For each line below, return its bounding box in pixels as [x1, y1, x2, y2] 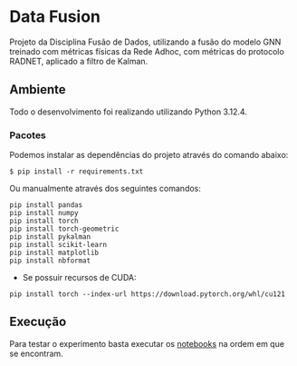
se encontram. [9, 348, 63, 359]
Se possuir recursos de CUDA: [22, 272, 137, 283]
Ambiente [9, 82, 66, 97]
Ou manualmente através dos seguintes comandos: [9, 183, 202, 194]
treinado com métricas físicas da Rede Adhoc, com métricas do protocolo [9, 45, 285, 56]
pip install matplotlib [9, 248, 100, 258]
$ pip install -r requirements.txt [9, 167, 144, 176]
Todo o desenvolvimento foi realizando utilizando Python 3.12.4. [9, 106, 247, 117]
